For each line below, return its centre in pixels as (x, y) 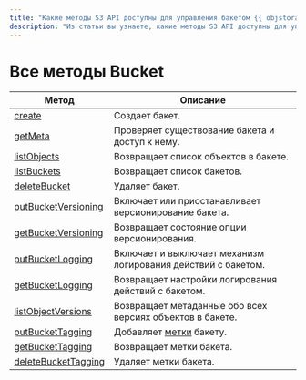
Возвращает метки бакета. (173, 347)
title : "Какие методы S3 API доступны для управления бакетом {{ (136, 18)
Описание (203, 100)
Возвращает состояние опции (180, 227)
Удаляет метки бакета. (164, 362)
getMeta (32, 136)
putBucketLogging (53, 259)
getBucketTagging (53, 347)
